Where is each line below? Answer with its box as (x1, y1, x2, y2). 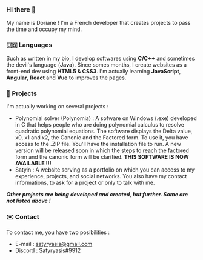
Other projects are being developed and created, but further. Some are (6, 190, 188, 198)
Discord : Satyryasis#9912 (15, 247, 81, 254)
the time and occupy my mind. (6, 25, 82, 33)
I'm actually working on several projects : (6, 102, 109, 110)
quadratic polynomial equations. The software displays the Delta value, (15, 127, 193, 135)
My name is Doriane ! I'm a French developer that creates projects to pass (6, 19, 191, 27)
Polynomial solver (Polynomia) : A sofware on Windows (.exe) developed (15, 115, 197, 122)
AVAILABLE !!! (15, 159, 52, 167)
